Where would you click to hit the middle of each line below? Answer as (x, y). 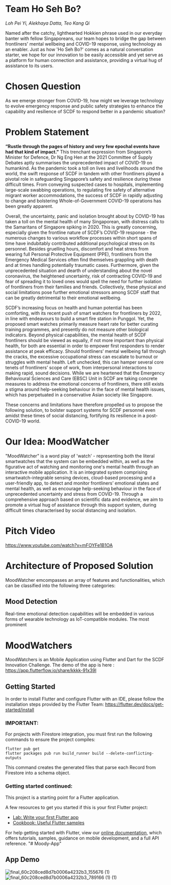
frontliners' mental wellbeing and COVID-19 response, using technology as (84, 44)
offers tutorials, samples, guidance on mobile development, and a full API (82, 838)
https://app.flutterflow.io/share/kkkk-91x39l (51, 670)
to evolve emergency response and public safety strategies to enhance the (84, 106)
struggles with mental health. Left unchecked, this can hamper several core (85, 362)
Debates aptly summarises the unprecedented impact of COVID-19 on (79, 162)
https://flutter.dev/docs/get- (135, 704)
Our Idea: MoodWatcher (57, 441)
